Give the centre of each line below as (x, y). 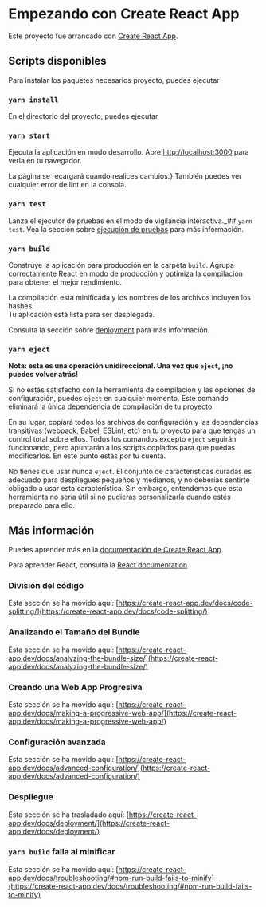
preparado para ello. (42, 505)
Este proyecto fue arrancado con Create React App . (93, 36)
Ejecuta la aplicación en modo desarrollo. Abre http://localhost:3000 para (129, 152)
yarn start (29, 135)
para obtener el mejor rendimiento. (65, 282)
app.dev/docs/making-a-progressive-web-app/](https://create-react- (123, 713)
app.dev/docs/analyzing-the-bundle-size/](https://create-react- (113, 658)
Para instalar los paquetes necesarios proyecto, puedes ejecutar (114, 80)
